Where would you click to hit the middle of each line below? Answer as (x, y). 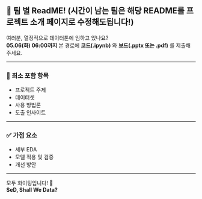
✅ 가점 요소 (22, 136)
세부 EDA (26, 150)
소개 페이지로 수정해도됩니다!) (82, 22)
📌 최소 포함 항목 (28, 75)
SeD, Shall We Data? (32, 190)
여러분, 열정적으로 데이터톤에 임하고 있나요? (57, 37)
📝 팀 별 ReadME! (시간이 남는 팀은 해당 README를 (96, 11)
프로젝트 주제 (30, 90)
